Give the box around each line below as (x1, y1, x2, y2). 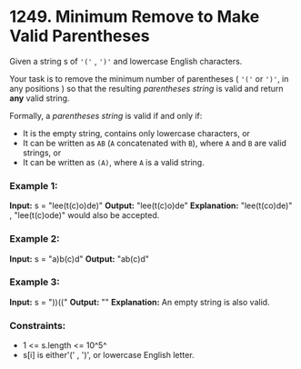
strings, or (22, 147, 62, 158)
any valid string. (9, 93, 70, 104)
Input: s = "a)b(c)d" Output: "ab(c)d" (9, 253, 150, 264)
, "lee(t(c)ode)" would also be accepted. (9, 210, 160, 221)
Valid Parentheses (9, 25, 150, 46)
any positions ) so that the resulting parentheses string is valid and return (9, 83, 284, 94)
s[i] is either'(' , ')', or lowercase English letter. (22, 350, 195, 361)
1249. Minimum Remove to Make (9, 6, 260, 27)
